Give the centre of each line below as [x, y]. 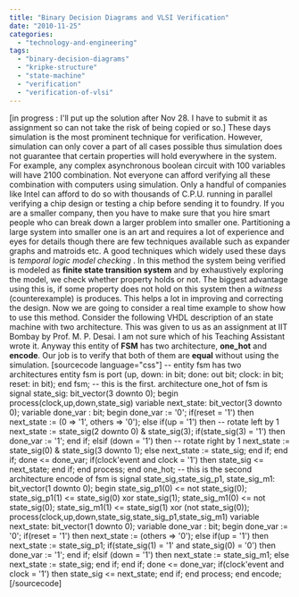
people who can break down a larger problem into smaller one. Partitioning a [150, 222]
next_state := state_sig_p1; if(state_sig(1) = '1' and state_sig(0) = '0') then [143, 545]
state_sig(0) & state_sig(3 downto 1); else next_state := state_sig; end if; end [149, 450]
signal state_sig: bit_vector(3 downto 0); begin [94, 393]
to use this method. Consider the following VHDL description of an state [141, 317]
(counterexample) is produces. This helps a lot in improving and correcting [146, 298]
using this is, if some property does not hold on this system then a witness [146, 289]
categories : [31, 34]
